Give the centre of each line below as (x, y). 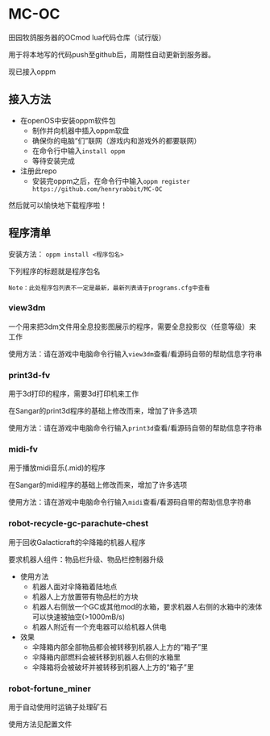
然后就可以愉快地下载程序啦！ (58, 205)
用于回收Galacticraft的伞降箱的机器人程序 (77, 542)
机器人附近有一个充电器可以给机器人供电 (99, 626)
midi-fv (23, 450)
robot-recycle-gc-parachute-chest (79, 523)
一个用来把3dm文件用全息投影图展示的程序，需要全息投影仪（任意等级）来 (132, 326)
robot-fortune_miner (50, 688)
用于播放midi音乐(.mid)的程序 (57, 468)
